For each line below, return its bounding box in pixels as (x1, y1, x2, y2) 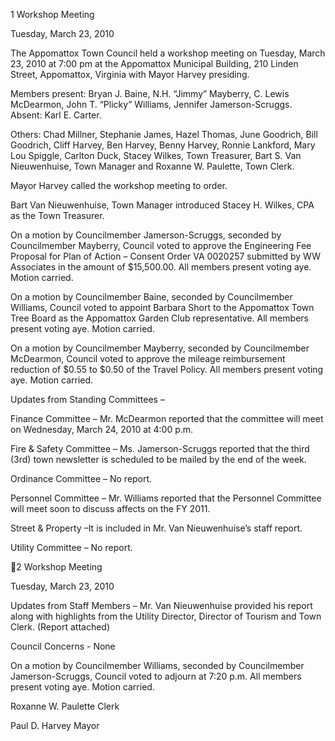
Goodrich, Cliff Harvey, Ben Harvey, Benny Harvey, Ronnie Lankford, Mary (10, 139, 316, 151)
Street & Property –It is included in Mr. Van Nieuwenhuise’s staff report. (10, 522, 303, 534)
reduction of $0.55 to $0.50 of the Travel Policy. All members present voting (10, 364, 324, 375)
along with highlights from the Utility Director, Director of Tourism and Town (10, 610, 322, 622)
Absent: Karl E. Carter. (10, 109, 102, 121)
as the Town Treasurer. (10, 210, 105, 221)
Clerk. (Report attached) (10, 621, 111, 633)
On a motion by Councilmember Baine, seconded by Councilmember (10, 291, 293, 303)
